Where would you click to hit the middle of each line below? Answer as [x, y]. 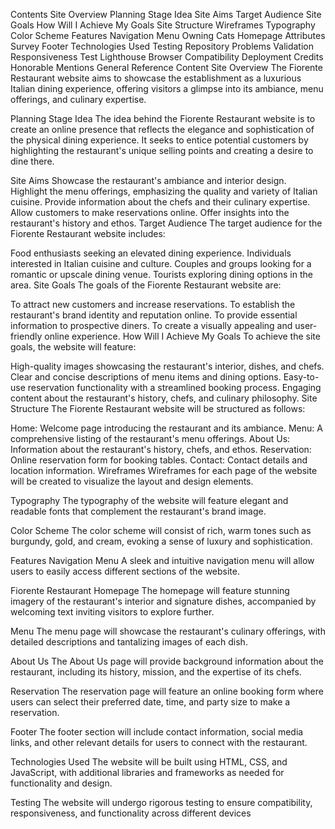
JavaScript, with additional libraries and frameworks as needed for [147, 772]
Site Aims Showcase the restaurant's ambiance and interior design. [148, 180]
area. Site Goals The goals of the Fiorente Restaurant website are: [146, 285]
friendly [26, 336]
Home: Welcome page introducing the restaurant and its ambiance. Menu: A [166, 428]
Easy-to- [301, 377]
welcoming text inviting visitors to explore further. [112, 612]
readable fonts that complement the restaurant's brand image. [138, 511]
